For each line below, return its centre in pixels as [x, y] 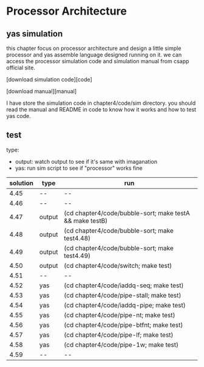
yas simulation [35, 34]
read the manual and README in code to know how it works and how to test [101, 110]
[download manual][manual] [42, 91]
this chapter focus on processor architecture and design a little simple [94, 48]
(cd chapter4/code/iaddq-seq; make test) [124, 285]
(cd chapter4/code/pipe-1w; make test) [121, 344]
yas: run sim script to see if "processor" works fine [79, 168]
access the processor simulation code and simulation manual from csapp [98, 61]
